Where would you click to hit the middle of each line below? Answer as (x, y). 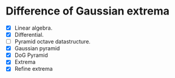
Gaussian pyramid (37, 48)
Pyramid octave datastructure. (52, 42)
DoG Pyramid (31, 55)
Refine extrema (33, 69)
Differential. (29, 35)
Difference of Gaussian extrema (87, 11)
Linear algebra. (33, 28)
